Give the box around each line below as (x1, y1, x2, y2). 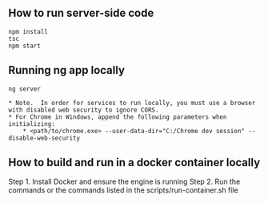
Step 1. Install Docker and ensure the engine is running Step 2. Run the (8, 177, 241, 187)
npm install (8, 27, 48, 35)
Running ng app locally (8, 63, 126, 77)
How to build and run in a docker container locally (8, 156, 261, 169)
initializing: (8, 120, 56, 128)
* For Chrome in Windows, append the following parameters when (8, 112, 227, 121)
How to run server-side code (8, 6, 154, 20)
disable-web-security (8, 134, 81, 142)
